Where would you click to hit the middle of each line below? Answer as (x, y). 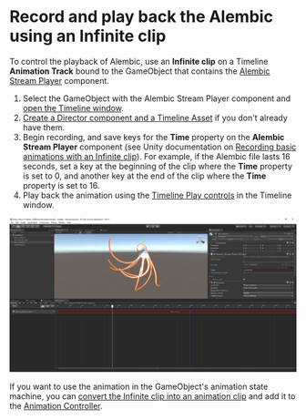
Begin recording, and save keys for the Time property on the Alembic (153, 137)
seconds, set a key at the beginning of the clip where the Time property (158, 166)
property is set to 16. (61, 185)
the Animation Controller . (56, 406)
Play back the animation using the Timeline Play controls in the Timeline (157, 195)
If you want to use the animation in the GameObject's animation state (139, 387)
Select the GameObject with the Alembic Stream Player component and (157, 98)
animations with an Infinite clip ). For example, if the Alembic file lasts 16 (156, 156)
